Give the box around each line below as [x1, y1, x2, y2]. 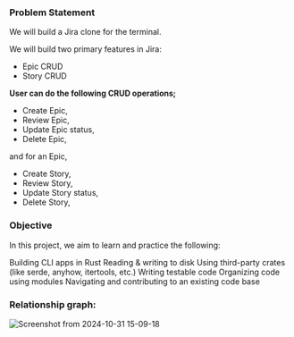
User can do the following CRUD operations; [9, 88, 177, 99]
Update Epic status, [21, 124, 96, 135]
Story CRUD [21, 71, 67, 81]
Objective [9, 219, 53, 232]
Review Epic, [21, 114, 70, 126]
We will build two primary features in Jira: [9, 44, 163, 55]
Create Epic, [21, 105, 69, 116]
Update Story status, [21, 188, 99, 198]
